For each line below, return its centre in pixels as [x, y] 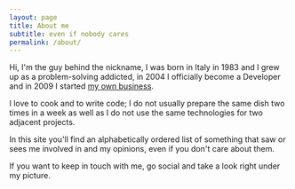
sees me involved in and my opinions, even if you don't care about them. [142, 149]
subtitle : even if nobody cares [69, 34]
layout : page [33, 17]
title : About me [39, 26]
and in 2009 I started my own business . [81, 86]
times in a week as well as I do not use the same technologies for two [136, 113]
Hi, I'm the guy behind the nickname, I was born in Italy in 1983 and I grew [144, 67]
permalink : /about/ [45, 42]
